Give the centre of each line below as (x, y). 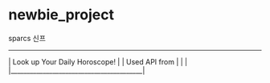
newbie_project (61, 15)
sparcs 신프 (27, 38)
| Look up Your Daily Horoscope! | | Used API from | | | (98, 61)
